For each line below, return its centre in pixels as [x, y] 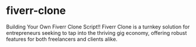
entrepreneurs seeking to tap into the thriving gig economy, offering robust [97, 32]
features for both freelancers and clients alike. [62, 39]
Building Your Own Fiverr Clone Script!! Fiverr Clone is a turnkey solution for [98, 27]
